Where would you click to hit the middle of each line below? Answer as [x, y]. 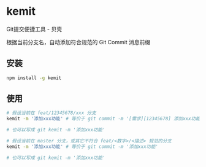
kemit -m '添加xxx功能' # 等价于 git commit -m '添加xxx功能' [82, 146]
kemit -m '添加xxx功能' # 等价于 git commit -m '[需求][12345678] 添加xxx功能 [103, 119]
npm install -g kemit [34, 78]
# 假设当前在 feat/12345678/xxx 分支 [51, 113]
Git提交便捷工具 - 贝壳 [34, 29]
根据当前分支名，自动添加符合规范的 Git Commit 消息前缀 [78, 42]
